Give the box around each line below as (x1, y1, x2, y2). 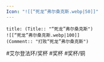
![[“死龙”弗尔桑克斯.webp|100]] (6, 32, 80, 38)
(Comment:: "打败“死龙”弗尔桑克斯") (6, 38, 89, 44)
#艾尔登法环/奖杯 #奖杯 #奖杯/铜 (6, 50, 86, 57)
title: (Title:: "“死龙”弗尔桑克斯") (6, 26, 93, 32)
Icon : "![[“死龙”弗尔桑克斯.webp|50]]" (6, 8, 99, 15)
